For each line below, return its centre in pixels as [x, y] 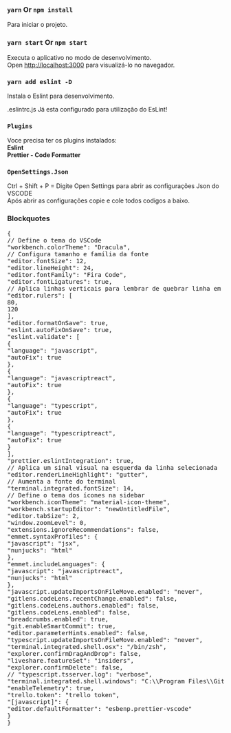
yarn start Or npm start [47, 43]
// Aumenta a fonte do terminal [62, 481]
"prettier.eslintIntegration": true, [71, 461]
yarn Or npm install [40, 10]
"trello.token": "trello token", [64, 695]
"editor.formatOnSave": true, [58, 323]
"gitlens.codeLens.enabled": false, [69, 612]
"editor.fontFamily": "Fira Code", [67, 275]
